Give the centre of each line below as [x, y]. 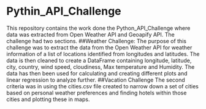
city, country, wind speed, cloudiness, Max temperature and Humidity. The [101, 67]
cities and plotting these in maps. [48, 99]
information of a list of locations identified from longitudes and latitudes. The [103, 54]
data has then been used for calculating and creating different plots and [97, 73]
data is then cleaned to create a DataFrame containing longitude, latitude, [99, 60]
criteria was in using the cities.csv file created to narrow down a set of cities [103, 86]
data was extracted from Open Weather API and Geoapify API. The [90, 34]
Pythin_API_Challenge [64, 11]
